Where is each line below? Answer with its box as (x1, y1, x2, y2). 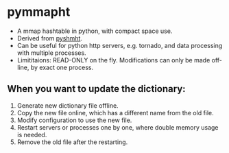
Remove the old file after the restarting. (16, 138, 128, 146)
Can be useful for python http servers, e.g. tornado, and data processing (16, 41, 223, 49)
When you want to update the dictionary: (7, 83, 186, 95)
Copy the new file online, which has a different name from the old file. (16, 108, 214, 117)
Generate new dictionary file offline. (16, 101, 119, 110)
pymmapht (7, 4, 71, 20)
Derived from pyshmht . (16, 34, 82, 42)
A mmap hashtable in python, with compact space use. (16, 27, 173, 35)
